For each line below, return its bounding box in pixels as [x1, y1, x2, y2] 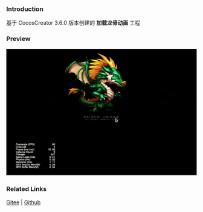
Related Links [6, 185, 47, 193]
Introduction [6, 5, 43, 13]
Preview [6, 35, 31, 43]
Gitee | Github [6, 198, 41, 206]
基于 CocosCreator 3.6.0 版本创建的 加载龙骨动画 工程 [6, 19, 141, 26]
